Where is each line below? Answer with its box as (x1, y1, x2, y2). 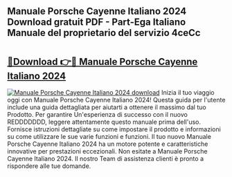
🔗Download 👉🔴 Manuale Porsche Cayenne (7, 55, 198, 68)
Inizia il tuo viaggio (161, 88, 215, 96)
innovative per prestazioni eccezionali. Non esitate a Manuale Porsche (7, 147, 208, 155)
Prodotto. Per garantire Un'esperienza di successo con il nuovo (7, 111, 188, 118)
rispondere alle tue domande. (7, 162, 91, 170)
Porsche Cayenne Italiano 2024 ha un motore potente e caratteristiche (7, 140, 208, 148)
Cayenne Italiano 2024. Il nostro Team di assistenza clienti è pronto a (7, 155, 204, 162)
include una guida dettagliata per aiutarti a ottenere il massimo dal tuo (7, 103, 206, 111)
